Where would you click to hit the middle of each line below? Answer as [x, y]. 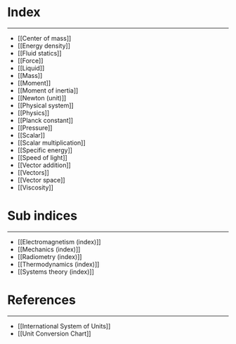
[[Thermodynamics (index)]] [58, 264]
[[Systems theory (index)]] [56, 272]
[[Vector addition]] [44, 165]
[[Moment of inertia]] [48, 90]
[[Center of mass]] [44, 38]
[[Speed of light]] [42, 157]
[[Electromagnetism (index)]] [59, 242]
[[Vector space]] [41, 180]
